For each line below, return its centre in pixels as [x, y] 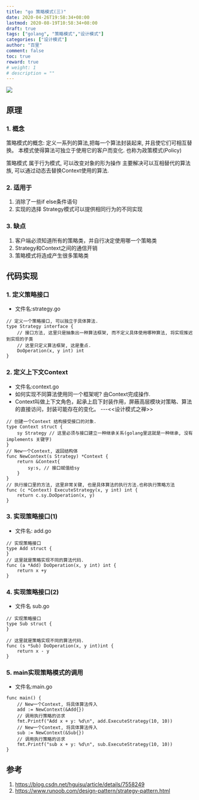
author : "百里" [24, 46]
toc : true [19, 56]
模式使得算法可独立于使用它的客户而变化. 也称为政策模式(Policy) [102, 150]
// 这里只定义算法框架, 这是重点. [54, 346]
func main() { [24, 698]
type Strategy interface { [40, 327]
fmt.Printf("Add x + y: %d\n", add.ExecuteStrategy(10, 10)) [95, 721]
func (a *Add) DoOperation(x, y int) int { [61, 565]
